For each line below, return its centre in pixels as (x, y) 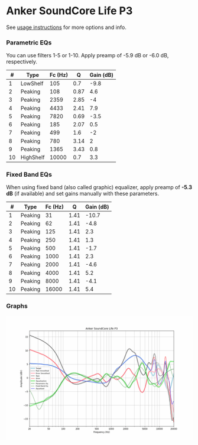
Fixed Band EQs (29, 174)
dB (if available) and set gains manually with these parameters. (83, 194)
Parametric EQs (29, 43)
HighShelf (33, 157)
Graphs (17, 306)
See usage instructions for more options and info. (66, 27)
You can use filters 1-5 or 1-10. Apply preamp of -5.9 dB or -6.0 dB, (87, 56)
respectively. (22, 62)
